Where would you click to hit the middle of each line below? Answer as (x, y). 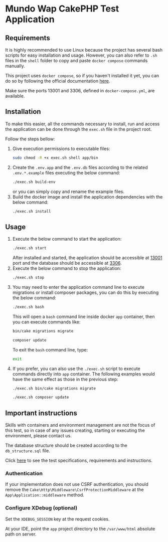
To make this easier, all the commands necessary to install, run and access (82, 124)
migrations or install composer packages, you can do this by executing (86, 292)
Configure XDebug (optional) (41, 508)
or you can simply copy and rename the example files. (68, 192)
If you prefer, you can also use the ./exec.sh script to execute (76, 369)
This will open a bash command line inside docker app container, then (83, 316)
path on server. (21, 534)
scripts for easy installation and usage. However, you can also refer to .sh (81, 55)
